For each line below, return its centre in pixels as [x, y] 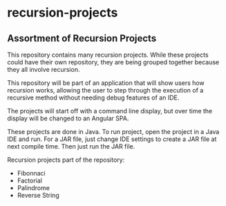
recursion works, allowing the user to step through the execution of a [105, 90]
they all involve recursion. [44, 69]
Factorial [30, 180]
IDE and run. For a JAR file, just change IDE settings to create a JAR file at [112, 139]
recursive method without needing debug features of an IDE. [93, 97]
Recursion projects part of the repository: [66, 160]
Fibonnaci [31, 173]
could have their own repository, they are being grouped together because [113, 62]
